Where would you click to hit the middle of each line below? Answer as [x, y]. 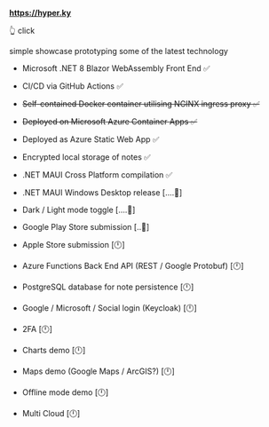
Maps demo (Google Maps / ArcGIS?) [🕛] [98, 371]
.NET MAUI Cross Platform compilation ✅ [97, 175]
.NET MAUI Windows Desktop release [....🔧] [102, 193]
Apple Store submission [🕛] [74, 245]
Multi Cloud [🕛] [51, 413]
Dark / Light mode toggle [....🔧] [79, 210]
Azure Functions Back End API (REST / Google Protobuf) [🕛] [133, 266]
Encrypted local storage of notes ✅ [86, 157]
